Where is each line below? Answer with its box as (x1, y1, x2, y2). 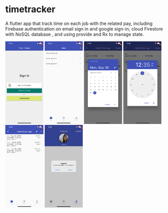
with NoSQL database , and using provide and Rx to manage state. (5, 31, 144, 37)
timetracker (5, 4, 56, 15)
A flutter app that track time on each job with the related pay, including (5, 20, 153, 26)
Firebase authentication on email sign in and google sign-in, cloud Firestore (5, 25, 163, 32)
